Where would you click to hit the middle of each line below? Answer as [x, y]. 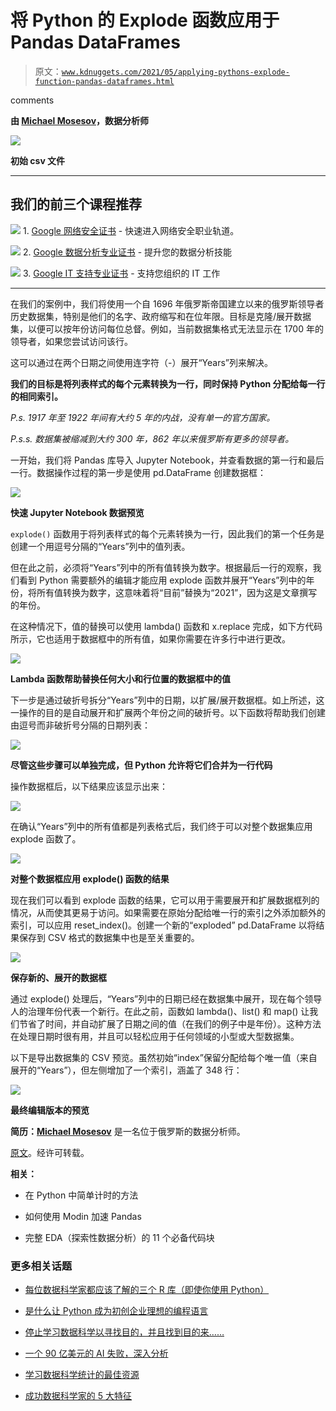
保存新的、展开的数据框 [58, 977]
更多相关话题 [41, 1266]
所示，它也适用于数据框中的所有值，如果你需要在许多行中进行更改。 [150, 638]
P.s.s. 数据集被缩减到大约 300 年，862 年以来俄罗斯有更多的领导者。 [152, 438]
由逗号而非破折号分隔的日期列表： [80, 725]
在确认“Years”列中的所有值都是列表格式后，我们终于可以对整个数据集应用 [161, 826]
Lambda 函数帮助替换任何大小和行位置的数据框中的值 [120, 678]
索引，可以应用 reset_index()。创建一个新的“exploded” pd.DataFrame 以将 [163, 925]
